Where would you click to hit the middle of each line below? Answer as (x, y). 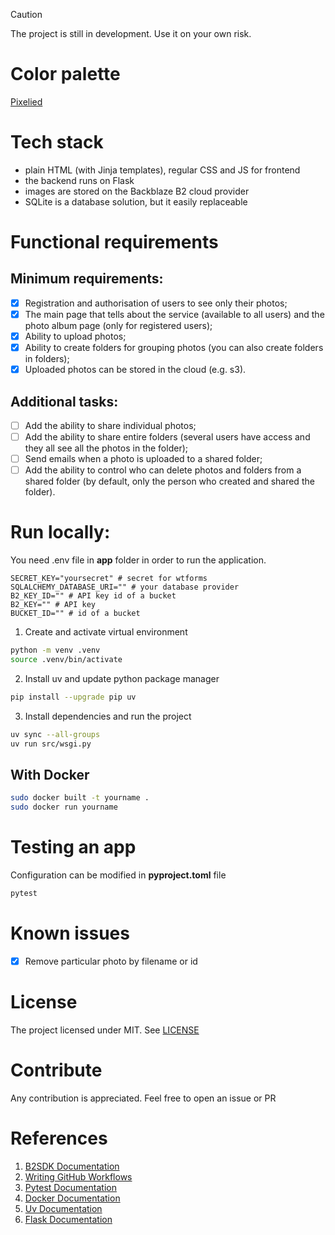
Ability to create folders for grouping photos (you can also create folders (174, 348)
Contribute (56, 1070)
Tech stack (57, 142)
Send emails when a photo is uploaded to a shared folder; (143, 459)
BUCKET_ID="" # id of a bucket (75, 614)
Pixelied (26, 101)
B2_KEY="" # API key (53, 605)
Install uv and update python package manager (122, 678)
